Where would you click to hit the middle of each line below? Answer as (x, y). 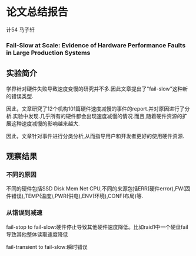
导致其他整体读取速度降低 (37, 234)
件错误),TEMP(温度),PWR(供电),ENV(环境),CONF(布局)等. (75, 196)
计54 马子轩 (21, 30)
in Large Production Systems (48, 53)
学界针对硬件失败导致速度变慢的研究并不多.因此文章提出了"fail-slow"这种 (94, 89)
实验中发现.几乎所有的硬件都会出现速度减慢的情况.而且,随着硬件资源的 (97, 116)
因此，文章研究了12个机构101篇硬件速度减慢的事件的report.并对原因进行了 (95, 108)
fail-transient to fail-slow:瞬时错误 (47, 247)
